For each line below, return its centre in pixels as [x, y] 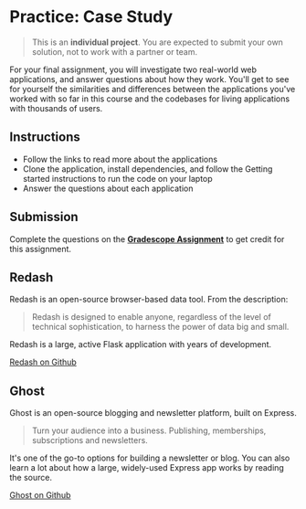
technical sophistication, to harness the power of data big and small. [160, 327]
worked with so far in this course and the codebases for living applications [150, 99]
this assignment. [40, 249]
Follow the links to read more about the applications [120, 159]
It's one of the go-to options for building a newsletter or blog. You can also [150, 458]
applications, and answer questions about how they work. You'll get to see [149, 79]
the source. [31, 478]
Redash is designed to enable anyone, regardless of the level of [151, 317]
